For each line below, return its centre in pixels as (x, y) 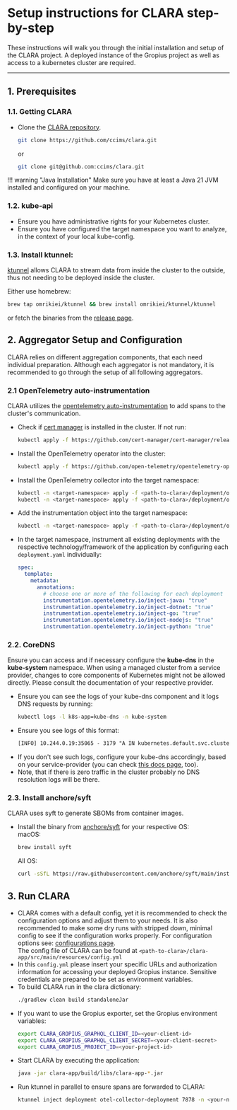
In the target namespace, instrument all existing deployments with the (119, 540)
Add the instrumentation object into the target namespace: (103, 513)
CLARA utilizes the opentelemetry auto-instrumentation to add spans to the (116, 405)
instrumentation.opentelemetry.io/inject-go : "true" (122, 613)
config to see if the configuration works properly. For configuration (115, 935)
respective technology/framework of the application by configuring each (123, 547)
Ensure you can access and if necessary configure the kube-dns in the (111, 660)
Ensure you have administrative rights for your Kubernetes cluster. (114, 221)
